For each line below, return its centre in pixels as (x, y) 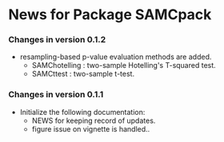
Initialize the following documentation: (82, 112)
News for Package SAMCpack (110, 15)
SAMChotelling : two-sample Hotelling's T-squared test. (124, 65)
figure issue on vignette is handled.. (91, 128)
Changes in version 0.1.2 (57, 40)
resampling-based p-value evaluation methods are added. (116, 57)
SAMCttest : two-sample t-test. (83, 74)
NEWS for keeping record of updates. (94, 120)
